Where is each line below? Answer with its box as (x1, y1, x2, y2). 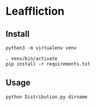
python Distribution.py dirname (5, 94, 87, 100)
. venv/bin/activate (5, 56, 58, 62)
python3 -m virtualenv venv (5, 45, 77, 51)
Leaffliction (5, 4, 65, 18)
